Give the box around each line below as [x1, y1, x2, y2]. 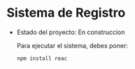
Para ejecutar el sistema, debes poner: [16, 41, 129, 49]
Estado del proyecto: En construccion [16, 28, 125, 36]
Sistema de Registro [6, 5, 126, 21]
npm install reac [16, 54, 68, 62]
